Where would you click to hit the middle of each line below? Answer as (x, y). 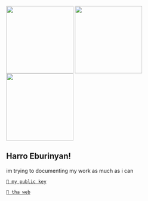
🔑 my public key (26, 182)
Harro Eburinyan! (39, 156)
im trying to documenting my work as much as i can (70, 170)
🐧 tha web (18, 192)
